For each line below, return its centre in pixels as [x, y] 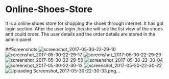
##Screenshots [21, 49]
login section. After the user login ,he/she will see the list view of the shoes [84, 28]
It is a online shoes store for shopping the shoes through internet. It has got [84, 23]
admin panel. [19, 39]
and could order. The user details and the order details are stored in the [80, 34]
